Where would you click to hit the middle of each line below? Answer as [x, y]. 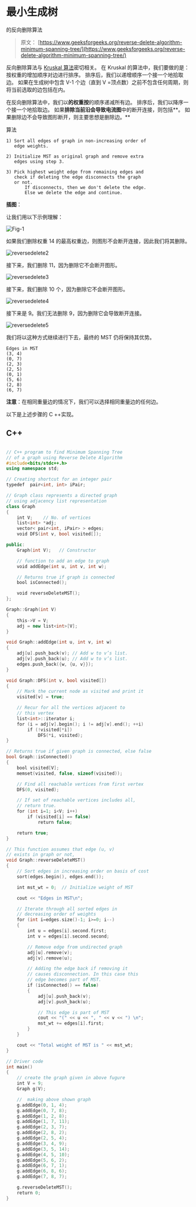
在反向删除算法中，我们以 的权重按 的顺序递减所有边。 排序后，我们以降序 [95, 102]
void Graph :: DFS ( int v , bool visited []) [57, 680]
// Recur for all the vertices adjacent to [71, 708]
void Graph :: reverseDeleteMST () [46, 860]
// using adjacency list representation [57, 501]
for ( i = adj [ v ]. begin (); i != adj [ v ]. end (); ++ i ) [80, 724]
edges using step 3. [39, 161]
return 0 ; [29, 1193]
